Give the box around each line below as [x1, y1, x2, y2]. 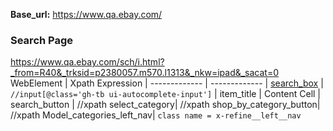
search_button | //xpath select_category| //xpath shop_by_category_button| [10, 99, 321, 111]
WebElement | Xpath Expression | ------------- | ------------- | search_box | [10, 77, 324, 89]
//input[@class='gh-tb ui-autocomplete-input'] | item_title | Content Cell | [10, 88, 322, 100]
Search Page [10, 33, 74, 47]
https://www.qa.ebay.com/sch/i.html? [10, 56, 165, 68]
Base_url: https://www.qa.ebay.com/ [10, 9, 163, 20]
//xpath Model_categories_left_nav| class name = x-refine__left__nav [10, 109, 302, 121]
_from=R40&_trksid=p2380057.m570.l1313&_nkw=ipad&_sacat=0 [10, 67, 280, 79]
